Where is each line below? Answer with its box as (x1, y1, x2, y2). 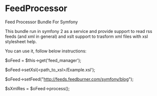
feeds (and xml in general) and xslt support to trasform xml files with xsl (5, 33, 148, 39)
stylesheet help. (5, 38, 37, 44)
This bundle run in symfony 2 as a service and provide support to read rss (5, 28, 153, 34)
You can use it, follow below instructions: (5, 48, 87, 54)
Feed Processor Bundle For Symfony (5, 19, 78, 25)
